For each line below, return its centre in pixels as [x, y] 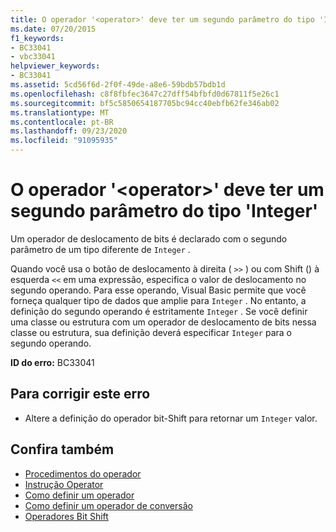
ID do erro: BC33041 [52, 362]
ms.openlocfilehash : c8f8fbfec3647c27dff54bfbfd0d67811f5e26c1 [145, 94]
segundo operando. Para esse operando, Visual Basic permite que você [158, 290]
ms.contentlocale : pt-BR [62, 122]
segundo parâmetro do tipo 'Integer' [164, 211]
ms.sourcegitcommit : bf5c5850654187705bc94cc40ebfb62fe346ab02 [145, 103]
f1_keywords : [37, 38]
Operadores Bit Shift [66, 516]
